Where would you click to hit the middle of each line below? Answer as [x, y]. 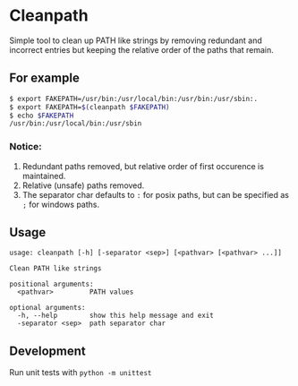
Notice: [26, 147]
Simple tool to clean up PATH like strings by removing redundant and [136, 40]
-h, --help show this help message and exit [116, 316]
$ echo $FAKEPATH [42, 116]
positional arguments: [51, 284]
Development [48, 351]
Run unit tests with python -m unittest [81, 373]
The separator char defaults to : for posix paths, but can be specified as [155, 194]
